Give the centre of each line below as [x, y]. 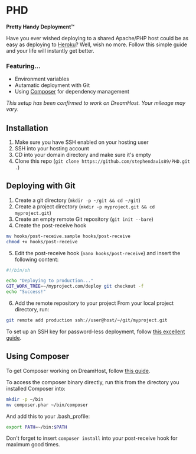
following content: [37, 259]
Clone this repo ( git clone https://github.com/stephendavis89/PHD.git [102, 161]
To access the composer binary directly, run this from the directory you [93, 382]
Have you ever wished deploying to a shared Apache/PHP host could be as [97, 38]
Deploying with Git [41, 186]
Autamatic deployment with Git [52, 85]
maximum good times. [33, 445]
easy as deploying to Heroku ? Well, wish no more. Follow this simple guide [97, 44]
